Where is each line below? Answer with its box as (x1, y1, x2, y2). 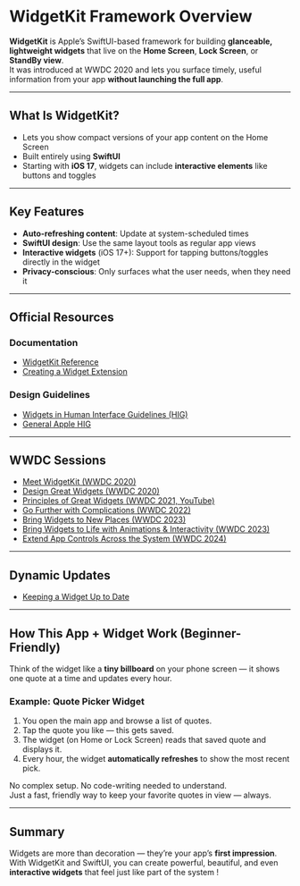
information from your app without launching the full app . (9, 73, 224, 84)
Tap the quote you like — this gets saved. (21, 725, 174, 736)
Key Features (9, 204, 85, 220)
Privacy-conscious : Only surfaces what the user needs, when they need (21, 266, 291, 276)
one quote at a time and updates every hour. (9, 672, 172, 683)
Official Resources (9, 309, 114, 325)
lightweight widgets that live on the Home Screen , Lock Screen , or (9, 45, 259, 55)
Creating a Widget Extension (21, 367, 128, 377)
